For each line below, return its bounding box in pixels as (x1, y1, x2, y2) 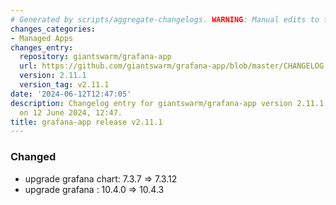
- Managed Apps (10, 33, 74, 43)
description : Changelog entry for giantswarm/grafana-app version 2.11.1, (10, 98, 329, 108)
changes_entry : (10, 42, 74, 53)
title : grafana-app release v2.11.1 (10, 117, 163, 127)
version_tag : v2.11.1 (19, 80, 110, 90)
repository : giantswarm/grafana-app (19, 52, 172, 62)
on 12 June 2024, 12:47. (19, 107, 123, 118)
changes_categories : (10, 24, 97, 34)
